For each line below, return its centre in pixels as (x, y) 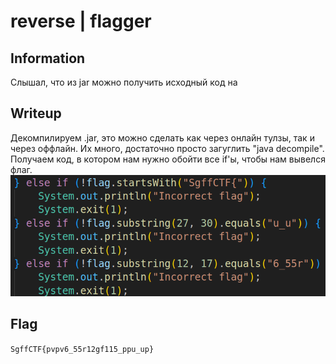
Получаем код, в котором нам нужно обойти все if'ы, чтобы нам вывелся (168, 159)
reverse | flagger (81, 21)
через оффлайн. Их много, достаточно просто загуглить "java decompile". (167, 148)
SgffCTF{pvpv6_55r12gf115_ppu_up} (82, 349)
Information (48, 58)
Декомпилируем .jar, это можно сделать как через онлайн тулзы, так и (162, 137)
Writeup (36, 113)
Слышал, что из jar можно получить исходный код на (124, 82)
